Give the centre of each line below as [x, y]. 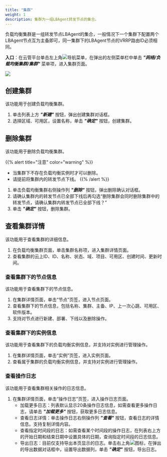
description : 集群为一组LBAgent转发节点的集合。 [52, 19]
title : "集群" [19, 10]
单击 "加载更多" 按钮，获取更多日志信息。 [76, 411]
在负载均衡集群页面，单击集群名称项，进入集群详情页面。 [72, 250]
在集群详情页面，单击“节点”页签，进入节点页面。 [63, 300]
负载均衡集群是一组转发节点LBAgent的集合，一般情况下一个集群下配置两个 [82, 34]
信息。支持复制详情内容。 [46, 424]
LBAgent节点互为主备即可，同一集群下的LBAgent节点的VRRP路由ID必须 [79, 40]
